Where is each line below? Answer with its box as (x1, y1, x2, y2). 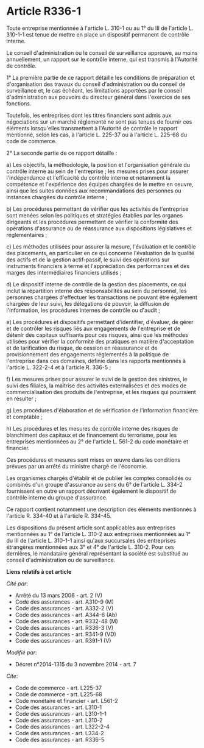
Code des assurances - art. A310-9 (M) (15, 598, 114, 605)
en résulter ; (6, 395, 37, 402)
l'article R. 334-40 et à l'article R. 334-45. (6, 512, 111, 519)
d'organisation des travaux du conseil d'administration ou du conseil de (6, 80, 186, 88)
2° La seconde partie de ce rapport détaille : (6, 149, 118, 157)
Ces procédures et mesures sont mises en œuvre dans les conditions (6, 456, 181, 464)
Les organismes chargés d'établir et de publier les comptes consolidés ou (6, 474, 192, 482)
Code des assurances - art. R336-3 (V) (15, 624, 114, 631)
